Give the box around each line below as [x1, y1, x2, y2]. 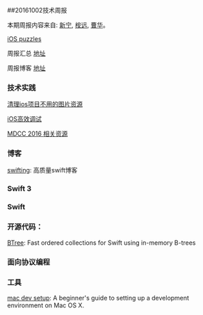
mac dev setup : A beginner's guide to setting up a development [7, 293, 190, 302]
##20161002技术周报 [7, 6, 67, 14]
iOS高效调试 [7, 115, 42, 123]
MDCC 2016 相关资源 [7, 129, 68, 138]
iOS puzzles [7, 35, 42, 43]
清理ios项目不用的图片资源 [7, 100, 83, 108]
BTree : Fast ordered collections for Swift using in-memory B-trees [7, 239, 196, 247]
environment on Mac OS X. [7, 301, 85, 309]
